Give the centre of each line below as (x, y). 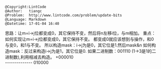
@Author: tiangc (23, 11)
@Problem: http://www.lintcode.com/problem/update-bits (64, 15)
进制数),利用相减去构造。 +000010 (39, 57)
